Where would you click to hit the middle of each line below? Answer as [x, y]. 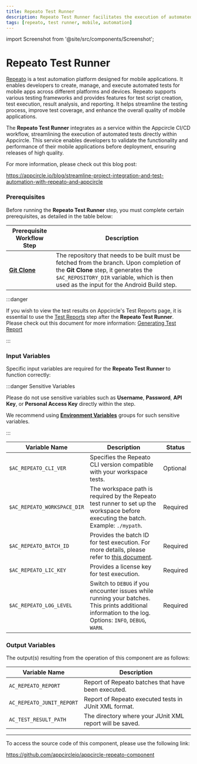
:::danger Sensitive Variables [40, 386]
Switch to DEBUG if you [120, 583]
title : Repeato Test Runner [40, 11]
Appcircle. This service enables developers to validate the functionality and [97, 140]
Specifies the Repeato [120, 457]
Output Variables [31, 645]
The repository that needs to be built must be [118, 255]
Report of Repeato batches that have [135, 682]
